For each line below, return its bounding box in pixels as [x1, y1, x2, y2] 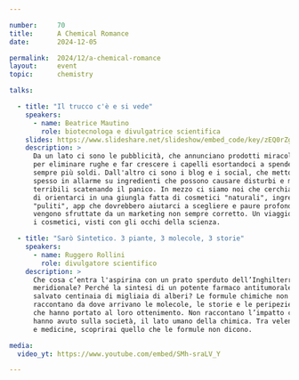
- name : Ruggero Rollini [32, 250, 125, 259]
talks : [9, 86, 34, 95]
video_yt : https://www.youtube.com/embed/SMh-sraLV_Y [17, 349, 221, 359]
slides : [25, 135, 53, 144]
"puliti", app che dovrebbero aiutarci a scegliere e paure [32, 201, 261, 210]
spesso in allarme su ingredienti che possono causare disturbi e [32, 176, 285, 185]
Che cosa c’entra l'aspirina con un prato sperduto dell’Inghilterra [32, 275, 296, 285]
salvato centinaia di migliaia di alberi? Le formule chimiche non [32, 292, 289, 301]
